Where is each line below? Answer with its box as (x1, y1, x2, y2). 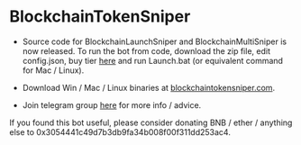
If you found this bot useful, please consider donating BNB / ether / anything (9, 117, 293, 128)
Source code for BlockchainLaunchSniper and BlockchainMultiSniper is (22, 36, 287, 47)
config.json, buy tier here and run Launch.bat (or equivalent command (22, 55, 284, 66)
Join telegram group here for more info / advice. (22, 99, 202, 110)
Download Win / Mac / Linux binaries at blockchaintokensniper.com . (22, 82, 276, 93)
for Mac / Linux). (22, 65, 85, 76)
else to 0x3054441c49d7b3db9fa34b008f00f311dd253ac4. (9, 126, 232, 137)
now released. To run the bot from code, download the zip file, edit (22, 45, 270, 56)
